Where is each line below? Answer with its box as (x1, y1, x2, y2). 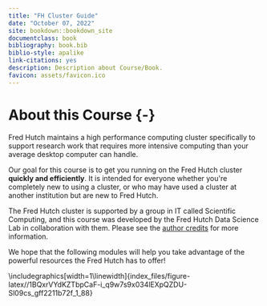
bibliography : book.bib (8, 42, 88, 50)
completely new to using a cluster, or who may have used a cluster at (8, 182, 237, 191)
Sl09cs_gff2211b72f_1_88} (8, 288, 94, 297)
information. (8, 232, 49, 241)
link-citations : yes (8, 57, 78, 65)
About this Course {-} (8, 106, 156, 124)
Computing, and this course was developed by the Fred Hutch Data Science (8, 214, 259, 224)
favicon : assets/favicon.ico (8, 71, 106, 79)
